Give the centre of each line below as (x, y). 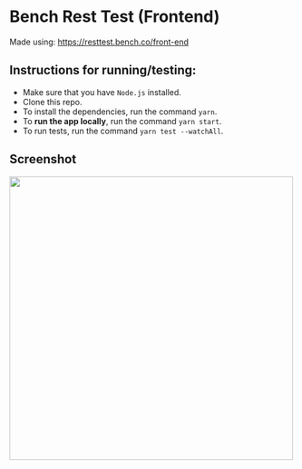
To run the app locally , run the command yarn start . (122, 121)
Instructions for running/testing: (103, 70)
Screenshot (43, 159)
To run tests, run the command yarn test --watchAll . (123, 131)
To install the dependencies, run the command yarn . (120, 112)
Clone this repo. (52, 102)
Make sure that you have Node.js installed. (102, 92)
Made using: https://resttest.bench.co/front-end (99, 42)
